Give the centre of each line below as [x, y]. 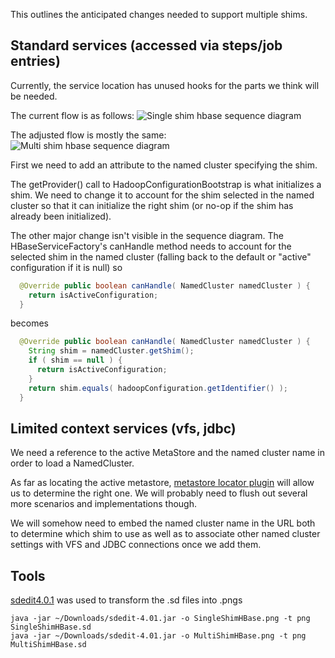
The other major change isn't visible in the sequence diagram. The [147, 235]
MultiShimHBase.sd [48, 645]
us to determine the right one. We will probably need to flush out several [159, 493]
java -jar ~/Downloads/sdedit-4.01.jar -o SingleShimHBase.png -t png [160, 619]
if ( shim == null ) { [75, 360]
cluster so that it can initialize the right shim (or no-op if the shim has [152, 205]
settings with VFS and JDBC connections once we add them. [136, 545]
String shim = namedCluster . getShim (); [111, 351]
